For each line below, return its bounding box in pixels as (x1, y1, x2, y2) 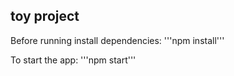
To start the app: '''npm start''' (10, 54, 137, 66)
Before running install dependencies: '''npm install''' (10, 34, 225, 46)
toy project (10, 8, 80, 25)
